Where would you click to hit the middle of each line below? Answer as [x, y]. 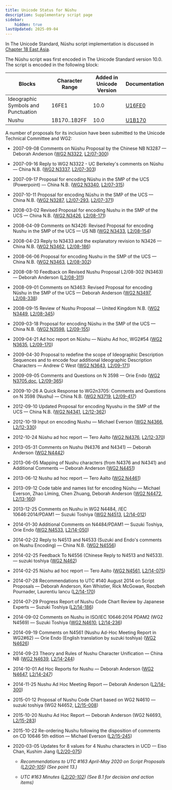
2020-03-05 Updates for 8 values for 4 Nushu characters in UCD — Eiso [90, 746]
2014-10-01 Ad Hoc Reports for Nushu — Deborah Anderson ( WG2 [83, 669]
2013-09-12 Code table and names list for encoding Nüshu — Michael [86, 488]
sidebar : [15, 20]
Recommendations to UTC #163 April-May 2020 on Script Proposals [93, 762]
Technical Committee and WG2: [39, 138]
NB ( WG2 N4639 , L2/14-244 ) [44, 659]
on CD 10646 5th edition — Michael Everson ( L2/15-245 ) [72, 736]
